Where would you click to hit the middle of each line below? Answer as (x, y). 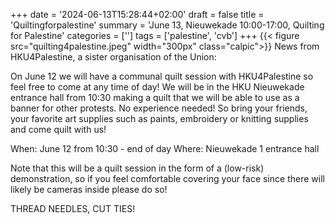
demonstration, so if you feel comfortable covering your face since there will (167, 178)
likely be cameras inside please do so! (89, 189)
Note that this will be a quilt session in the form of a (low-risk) (137, 168)
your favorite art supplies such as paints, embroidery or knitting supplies (159, 118)
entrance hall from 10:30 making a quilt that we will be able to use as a (155, 97)
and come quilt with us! (58, 129)
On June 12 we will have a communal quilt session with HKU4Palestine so (162, 76)
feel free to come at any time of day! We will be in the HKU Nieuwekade (157, 87)
